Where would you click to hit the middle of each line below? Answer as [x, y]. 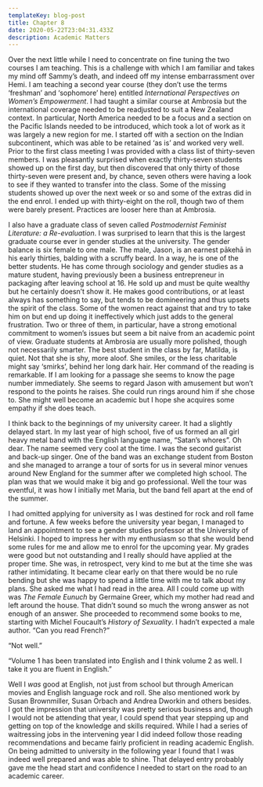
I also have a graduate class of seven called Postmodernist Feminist [117, 225]
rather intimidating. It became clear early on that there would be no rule [123, 572]
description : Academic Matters [59, 37]
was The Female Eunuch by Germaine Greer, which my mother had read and [131, 597]
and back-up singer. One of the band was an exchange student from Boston [131, 457]
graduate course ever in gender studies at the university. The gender [119, 242]
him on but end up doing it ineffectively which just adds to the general [121, 317]
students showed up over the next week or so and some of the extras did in [130, 193]
